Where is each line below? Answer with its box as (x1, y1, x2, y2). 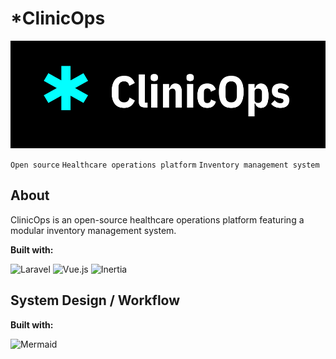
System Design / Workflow (10, 292, 181, 309)
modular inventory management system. (10, 224, 177, 236)
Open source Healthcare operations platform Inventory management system (10, 160, 320, 171)
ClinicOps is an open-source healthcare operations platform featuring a (10, 213, 305, 226)
